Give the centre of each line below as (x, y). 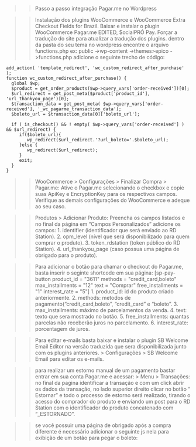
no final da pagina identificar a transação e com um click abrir (109, 383)
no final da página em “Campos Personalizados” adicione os (108, 224)
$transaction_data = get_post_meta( (56, 104)
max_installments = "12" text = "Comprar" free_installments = (109, 285)
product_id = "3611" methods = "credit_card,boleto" (114, 279)
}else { (28, 145)
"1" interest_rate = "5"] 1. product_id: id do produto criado (104, 292)
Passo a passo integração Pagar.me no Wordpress (96, 9)
